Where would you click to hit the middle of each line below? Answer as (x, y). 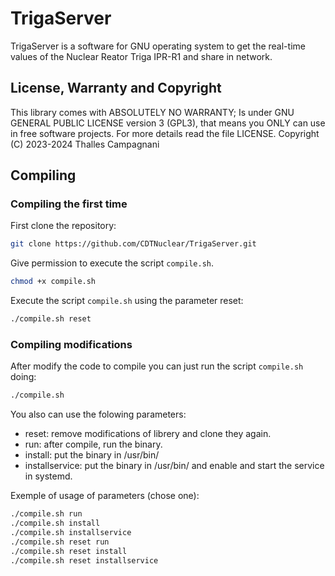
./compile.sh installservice (71, 532)
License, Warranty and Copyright (116, 88)
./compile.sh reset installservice (84, 560)
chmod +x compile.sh (53, 282)
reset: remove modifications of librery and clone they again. (148, 434)
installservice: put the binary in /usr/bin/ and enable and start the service (174, 466)
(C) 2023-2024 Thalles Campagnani (85, 144)
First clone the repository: (63, 226)
